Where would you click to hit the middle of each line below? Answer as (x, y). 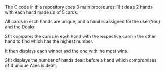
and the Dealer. (20, 27)
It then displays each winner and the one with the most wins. (67, 51)
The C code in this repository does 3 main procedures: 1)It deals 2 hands (79, 7)
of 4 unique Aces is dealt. (31, 65)
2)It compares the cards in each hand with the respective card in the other (81, 36)
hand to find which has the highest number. (49, 41)
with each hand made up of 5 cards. (42, 12)
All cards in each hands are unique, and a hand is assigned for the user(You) (82, 22)
